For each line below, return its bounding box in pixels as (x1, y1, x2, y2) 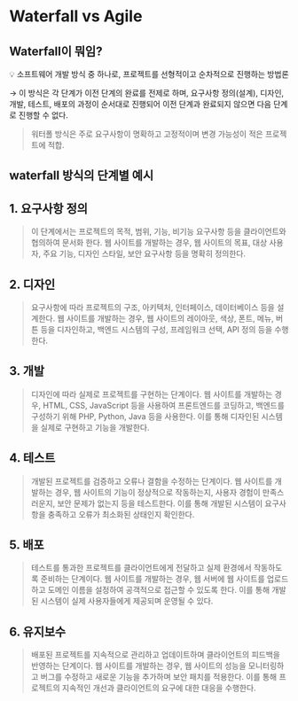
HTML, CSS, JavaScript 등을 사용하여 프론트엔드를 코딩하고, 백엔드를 (43, 400, 286, 410)
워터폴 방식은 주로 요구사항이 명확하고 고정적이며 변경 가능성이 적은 (30, 129, 263, 139)
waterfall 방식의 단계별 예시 (9, 168, 153, 183)
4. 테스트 (9, 450, 56, 466)
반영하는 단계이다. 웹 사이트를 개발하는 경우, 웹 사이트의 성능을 (30, 660, 247, 671)
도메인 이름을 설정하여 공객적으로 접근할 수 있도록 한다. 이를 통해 (47, 585, 271, 596)
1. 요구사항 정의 (9, 201, 89, 216)
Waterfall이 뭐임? (9, 43, 103, 58)
